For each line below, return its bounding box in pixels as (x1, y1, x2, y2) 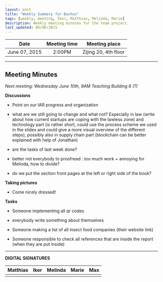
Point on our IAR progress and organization (12, 102, 98, 108)
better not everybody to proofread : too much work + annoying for (12, 156, 145, 161)
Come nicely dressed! (12, 189, 56, 195)
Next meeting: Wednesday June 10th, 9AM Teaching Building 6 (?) (5, 83, 138, 89)
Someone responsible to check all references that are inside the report (12, 236, 154, 242)
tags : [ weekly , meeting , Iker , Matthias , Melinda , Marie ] (5, 16, 125, 21)
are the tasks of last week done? (12, 146, 78, 152)
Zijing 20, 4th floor (82, 49, 125, 56)
